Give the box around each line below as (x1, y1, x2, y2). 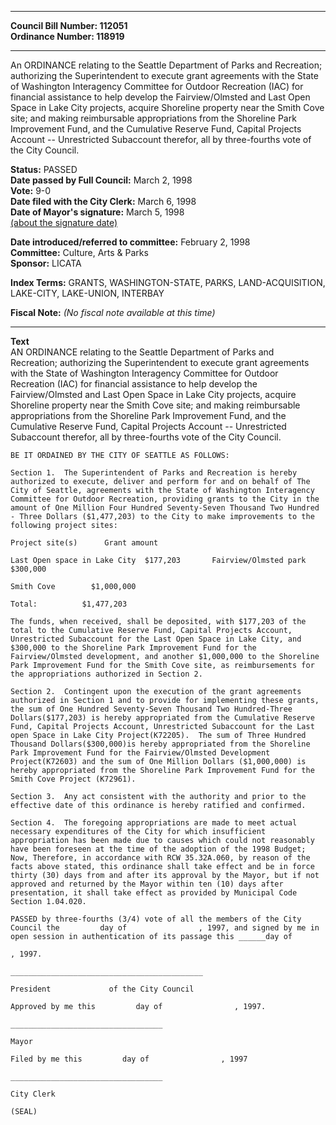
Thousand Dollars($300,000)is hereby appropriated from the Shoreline (10, 739, 311, 749)
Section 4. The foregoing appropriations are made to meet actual (10, 818, 298, 828)
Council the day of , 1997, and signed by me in (10, 923, 320, 933)
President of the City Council (10, 984, 195, 994)
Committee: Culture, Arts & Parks (10, 247, 149, 258)
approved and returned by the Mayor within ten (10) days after (10, 879, 284, 889)
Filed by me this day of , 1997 (10, 1054, 248, 1064)
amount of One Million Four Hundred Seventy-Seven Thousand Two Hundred (10, 503, 320, 513)
